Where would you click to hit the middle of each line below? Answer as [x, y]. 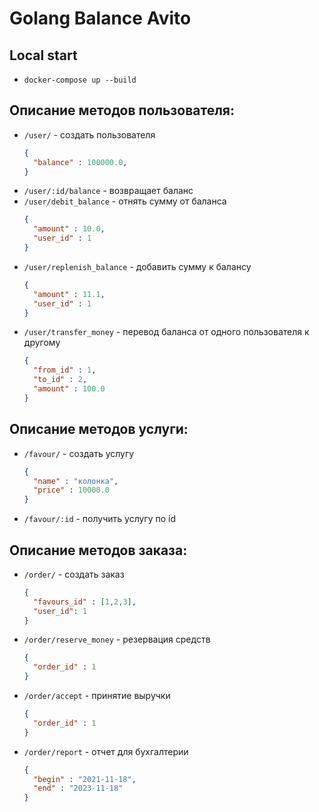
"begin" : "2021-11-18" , [85, 779]
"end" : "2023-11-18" [78, 788]
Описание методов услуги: [99, 429]
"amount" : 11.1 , [69, 294]
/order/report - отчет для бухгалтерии [106, 751]
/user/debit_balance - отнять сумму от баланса [125, 201]
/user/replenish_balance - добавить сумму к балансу [137, 266]
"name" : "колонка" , [76, 481]
